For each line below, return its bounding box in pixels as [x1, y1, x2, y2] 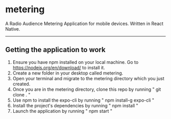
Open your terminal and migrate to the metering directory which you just [12, 75, 164, 81]
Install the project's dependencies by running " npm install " [12, 102, 138, 108]
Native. [5, 26, 20, 32]
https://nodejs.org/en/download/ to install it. [12, 64, 105, 70]
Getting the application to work [5, 45, 106, 54]
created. [12, 81, 31, 87]
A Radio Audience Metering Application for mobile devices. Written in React [5, 20, 164, 27]
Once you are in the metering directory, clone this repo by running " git [12, 86, 161, 92]
